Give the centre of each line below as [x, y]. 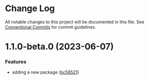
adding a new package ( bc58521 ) [45, 72]
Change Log [30, 8]
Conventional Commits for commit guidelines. [50, 27]
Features [16, 62]
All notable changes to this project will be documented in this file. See [75, 22]
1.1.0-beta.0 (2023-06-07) [59, 47]
